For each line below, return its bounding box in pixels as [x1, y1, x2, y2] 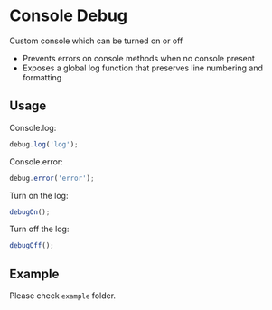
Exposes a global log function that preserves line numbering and [22, 62, 264, 73]
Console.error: [9, 155, 63, 167]
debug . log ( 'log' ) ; [9, 139, 79, 149]
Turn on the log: [9, 190, 69, 201]
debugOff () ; [9, 241, 54, 250]
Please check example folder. [9, 290, 116, 301]
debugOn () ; [9, 207, 51, 217]
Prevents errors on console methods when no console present [22, 52, 256, 63]
